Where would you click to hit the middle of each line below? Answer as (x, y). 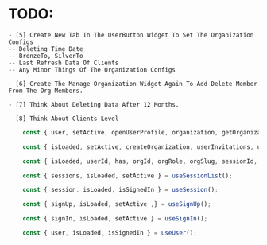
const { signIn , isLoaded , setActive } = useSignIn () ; (115, 219)
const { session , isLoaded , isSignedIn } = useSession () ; (120, 190)
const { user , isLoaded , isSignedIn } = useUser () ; (110, 233)
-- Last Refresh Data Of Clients (64, 63)
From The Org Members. (46, 91)
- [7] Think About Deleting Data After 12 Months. (94, 104)
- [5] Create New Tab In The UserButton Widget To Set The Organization (131, 35)
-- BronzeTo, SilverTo (46, 56)
